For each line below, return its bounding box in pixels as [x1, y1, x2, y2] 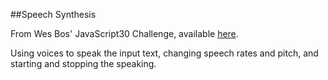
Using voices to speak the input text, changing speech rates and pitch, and [10, 47, 319, 59]
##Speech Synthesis [10, 9, 97, 20]
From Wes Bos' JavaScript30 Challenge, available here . [10, 28, 239, 39]
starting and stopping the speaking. [10, 58, 157, 69]
